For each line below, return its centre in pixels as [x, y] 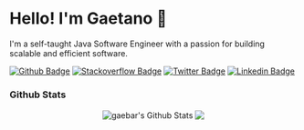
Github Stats [38, 95]
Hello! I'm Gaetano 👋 [88, 19]
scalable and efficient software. [68, 53]
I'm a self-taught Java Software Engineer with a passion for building [137, 44]
